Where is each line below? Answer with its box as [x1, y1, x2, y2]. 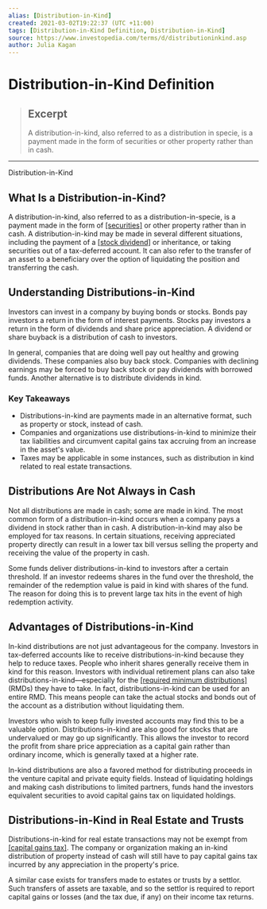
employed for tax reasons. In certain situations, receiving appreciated [8, 530, 236, 541]
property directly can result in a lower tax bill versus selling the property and [8, 539, 258, 549]
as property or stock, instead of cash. [19, 419, 143, 429]
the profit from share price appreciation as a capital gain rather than [8, 741, 230, 751]
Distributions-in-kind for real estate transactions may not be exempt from [8, 834, 248, 844]
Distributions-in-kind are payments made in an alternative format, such [19, 411, 253, 421]
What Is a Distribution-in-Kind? [8, 191, 167, 204]
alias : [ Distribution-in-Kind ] [8, 11, 112, 20]
